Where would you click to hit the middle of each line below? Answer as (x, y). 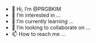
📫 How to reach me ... (38, 34)
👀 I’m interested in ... (36, 15)
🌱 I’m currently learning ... (42, 21)
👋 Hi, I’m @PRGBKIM (36, 9)
